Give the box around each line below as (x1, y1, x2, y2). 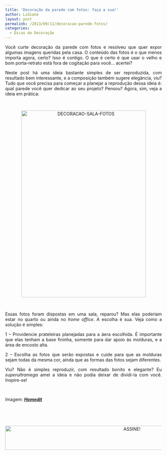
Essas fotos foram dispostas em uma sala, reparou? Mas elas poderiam (5, 311, 162, 317)
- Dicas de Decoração (9, 30, 55, 35)
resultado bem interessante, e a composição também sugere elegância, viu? (5, 75, 162, 81)
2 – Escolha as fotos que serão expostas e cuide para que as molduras (5, 352, 162, 357)
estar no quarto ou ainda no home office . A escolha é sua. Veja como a (5, 316, 162, 322)
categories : (5, 26, 30, 31)
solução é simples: (5, 322, 44, 327)
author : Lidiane (5, 12, 39, 17)
